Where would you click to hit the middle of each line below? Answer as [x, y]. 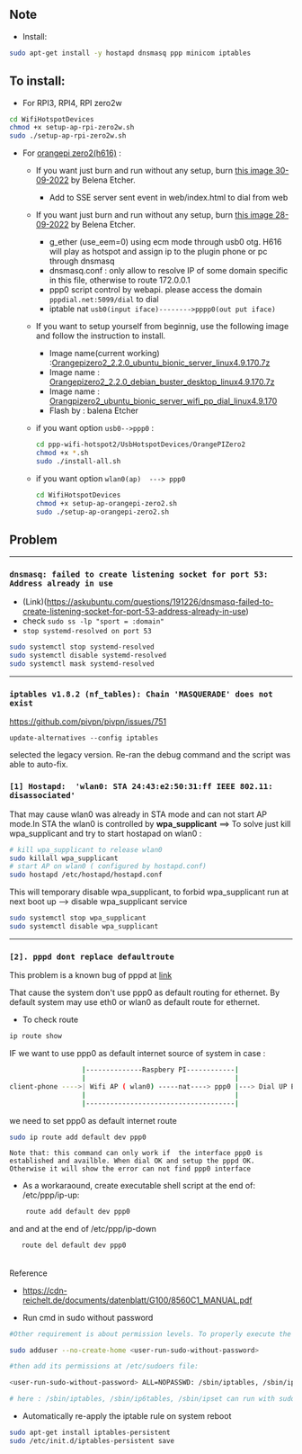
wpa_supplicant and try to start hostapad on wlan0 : [106, 833]
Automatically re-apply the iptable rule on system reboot [127, 1416]
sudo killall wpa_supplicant [64, 858]
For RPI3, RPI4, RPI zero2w [72, 103]
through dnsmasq [82, 261]
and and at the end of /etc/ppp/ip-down [83, 1229]
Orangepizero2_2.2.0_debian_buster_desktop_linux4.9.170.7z [162, 382]
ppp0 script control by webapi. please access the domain [155, 290]
